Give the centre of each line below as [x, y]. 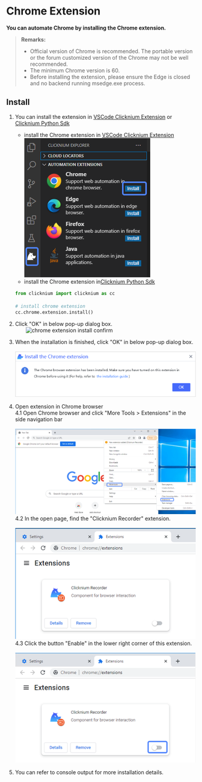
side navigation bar [39, 419]
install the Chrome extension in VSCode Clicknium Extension [99, 135]
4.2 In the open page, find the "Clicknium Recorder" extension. [93, 518]
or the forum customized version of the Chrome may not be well [109, 57]
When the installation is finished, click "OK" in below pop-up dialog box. [104, 342]
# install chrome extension [50, 306]
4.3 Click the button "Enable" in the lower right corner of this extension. [103, 643]
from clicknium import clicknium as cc [65, 293]
